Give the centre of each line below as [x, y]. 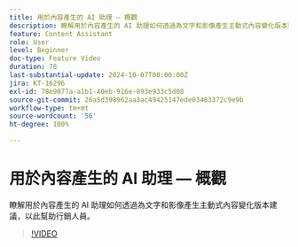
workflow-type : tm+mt [49, 108]
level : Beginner [39, 50]
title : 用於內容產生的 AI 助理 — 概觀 [74, 17]
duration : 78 [33, 67]
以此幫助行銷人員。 [59, 216]
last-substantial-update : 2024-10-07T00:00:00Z [99, 75]
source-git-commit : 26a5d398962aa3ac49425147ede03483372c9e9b [126, 100]
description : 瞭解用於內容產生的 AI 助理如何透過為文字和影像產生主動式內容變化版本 [149, 26]
